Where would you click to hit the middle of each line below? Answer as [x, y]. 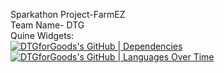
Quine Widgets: [42, 35]
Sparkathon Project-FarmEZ [68, 14]
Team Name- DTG [47, 25]
